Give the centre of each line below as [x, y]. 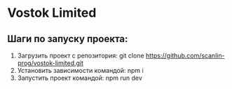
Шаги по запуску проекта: [68, 39]
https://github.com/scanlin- [186, 55]
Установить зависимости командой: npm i [80, 70]
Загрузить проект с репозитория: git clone [81, 55]
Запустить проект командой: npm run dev [80, 78]
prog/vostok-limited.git [50, 63]
